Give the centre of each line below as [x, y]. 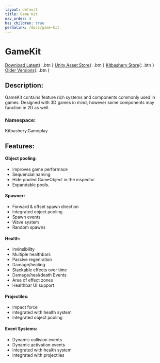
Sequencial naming [31, 174]
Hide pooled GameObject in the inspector [54, 179]
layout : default [21, 9]
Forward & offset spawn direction [45, 207]
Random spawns [29, 227]
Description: [24, 86]
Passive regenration [32, 259]
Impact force [25, 307]
